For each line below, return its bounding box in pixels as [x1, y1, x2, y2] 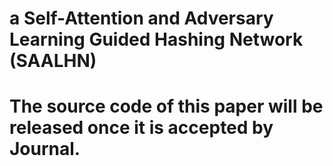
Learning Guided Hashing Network [9, 28, 304, 51]
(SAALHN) [9, 50, 97, 72]
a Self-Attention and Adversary [9, 7, 274, 30]
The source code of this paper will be [9, 95, 324, 118]
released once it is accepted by [9, 117, 274, 139]
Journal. [9, 138, 81, 161]
